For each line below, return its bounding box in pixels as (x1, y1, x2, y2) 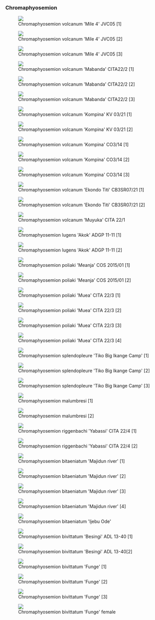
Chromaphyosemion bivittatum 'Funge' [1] (18, 564, 107, 570)
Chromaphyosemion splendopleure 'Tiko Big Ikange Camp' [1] (18, 353, 149, 359)
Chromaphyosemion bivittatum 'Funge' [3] (18, 594, 108, 600)
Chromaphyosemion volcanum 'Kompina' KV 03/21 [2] (18, 126, 133, 132)
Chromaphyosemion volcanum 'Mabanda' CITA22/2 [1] (18, 66, 134, 72)
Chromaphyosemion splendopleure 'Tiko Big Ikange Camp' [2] (18, 367, 150, 374)
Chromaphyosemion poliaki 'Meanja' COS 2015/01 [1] (18, 262, 130, 268)
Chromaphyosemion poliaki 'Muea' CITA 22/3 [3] (18, 322, 122, 328)
